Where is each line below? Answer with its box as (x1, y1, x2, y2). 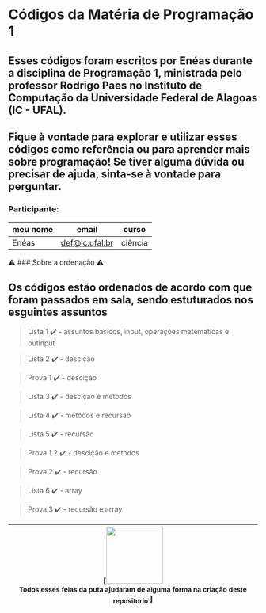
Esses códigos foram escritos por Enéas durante (8, 54, 253, 67)
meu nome (12, 224, 54, 235)
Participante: (8, 204, 59, 215)
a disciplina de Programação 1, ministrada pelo (8, 66, 243, 80)
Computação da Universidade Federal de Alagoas (8, 91, 258, 105)
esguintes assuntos (8, 305, 108, 318)
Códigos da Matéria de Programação (8, 6, 254, 24)
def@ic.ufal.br (60, 238, 114, 249)
